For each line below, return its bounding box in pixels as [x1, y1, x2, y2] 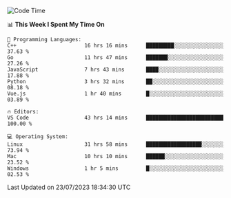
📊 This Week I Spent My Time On [7, 21, 105, 28]
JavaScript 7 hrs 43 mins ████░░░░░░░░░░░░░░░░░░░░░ [7, 66, 224, 73]
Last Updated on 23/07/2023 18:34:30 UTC [7, 183, 131, 191]
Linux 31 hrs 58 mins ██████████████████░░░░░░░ [7, 141, 224, 148]
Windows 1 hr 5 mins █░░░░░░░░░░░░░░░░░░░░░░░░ [7, 165, 224, 172]
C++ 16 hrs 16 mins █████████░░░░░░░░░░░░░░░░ [7, 42, 224, 49]
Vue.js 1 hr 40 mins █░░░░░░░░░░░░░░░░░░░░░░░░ [7, 90, 224, 97]
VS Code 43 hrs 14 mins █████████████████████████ [7, 114, 224, 121]
